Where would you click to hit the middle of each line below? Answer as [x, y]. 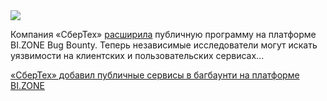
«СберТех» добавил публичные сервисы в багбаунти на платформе [155, 75]
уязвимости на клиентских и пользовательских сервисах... [137, 55]
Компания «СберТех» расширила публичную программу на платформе [163, 34]
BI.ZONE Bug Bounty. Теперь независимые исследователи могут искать [164, 45]
